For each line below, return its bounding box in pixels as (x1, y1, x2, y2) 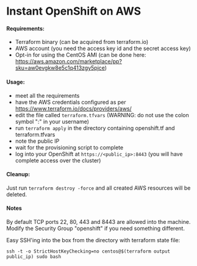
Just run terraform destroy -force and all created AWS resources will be (6, 184, 191, 192)
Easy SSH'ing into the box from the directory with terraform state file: (6, 237, 181, 243)
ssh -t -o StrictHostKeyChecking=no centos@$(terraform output (6, 248, 171, 254)
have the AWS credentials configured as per (15, 98, 126, 106)
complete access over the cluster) (15, 157, 101, 164)
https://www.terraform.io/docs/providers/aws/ (15, 105, 132, 112)
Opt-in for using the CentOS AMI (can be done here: (15, 51, 146, 59)
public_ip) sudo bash (6, 254, 62, 260)
